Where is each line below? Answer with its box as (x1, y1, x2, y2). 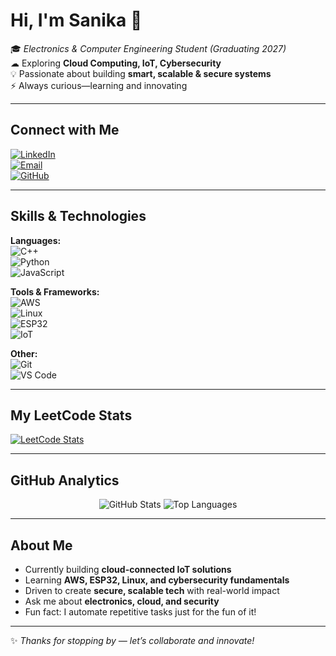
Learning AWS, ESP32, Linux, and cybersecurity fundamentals (24, 574, 290, 586)
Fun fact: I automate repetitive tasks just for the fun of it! (24, 606, 257, 618)
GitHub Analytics (10, 472, 120, 489)
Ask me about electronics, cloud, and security (24, 595, 220, 607)
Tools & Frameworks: (10, 285, 100, 298)
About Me (10, 537, 73, 554)
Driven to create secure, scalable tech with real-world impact (24, 585, 280, 596)
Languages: (10, 234, 62, 246)
